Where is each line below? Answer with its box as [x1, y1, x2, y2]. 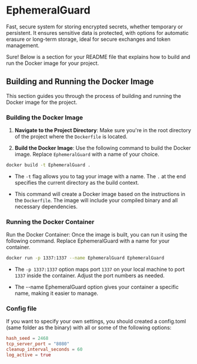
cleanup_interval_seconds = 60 [6, 346, 83, 353]
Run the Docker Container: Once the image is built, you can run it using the [6, 231, 188, 238]
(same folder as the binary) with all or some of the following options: [6, 324, 172, 331]
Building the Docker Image [6, 113, 84, 122]
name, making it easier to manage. [14, 290, 99, 297]
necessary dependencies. [14, 203, 78, 210]
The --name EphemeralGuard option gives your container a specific [14, 284, 179, 291]
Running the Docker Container [6, 218, 95, 226]
